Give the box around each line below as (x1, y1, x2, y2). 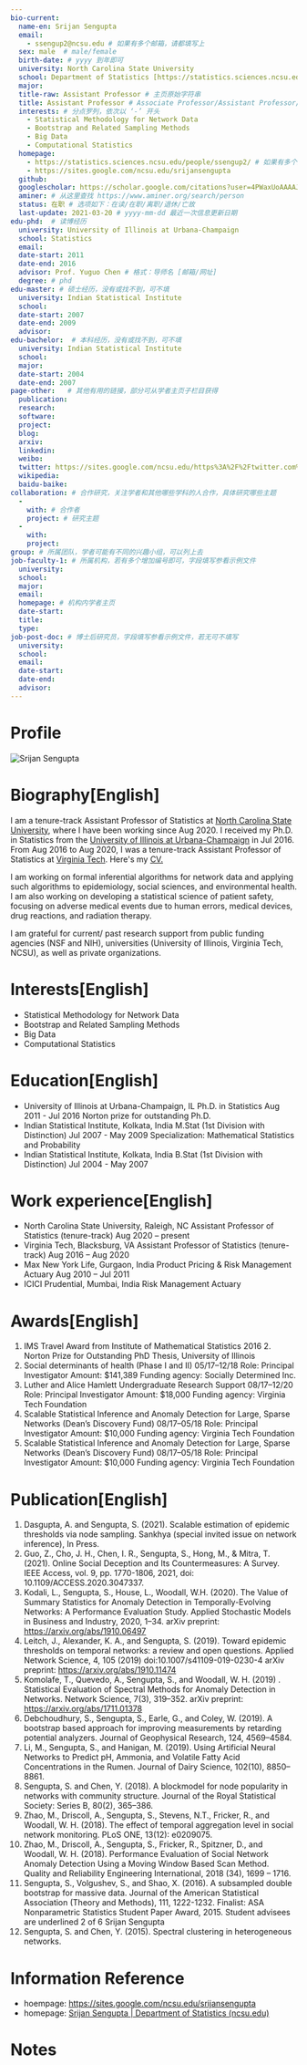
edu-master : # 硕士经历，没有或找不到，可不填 (10, 285, 169, 294)
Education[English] (10, 1070, 159, 1091)
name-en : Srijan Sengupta (18, 22, 118, 31)
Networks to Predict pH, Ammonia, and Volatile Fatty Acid (23, 1752, 240, 1763)
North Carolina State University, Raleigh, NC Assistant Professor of (23, 1220, 274, 1231)
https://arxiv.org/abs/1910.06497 (23, 1625, 147, 1637)
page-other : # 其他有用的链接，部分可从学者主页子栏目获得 (10, 387, 219, 396)
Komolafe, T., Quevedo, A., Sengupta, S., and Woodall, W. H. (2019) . (23, 1675, 281, 1686)
